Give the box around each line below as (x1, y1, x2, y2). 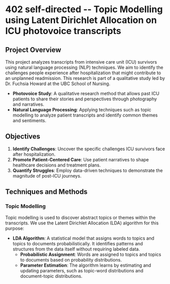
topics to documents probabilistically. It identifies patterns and (12, 240, 143, 246)
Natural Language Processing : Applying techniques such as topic (12, 107, 151, 112)
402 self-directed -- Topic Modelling (5, 4, 163, 15)
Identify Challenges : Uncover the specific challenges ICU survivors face (12, 146, 165, 152)
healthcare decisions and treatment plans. (12, 162, 101, 168)
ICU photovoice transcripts (5, 25, 122, 37)
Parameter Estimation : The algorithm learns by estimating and (20, 262, 151, 268)
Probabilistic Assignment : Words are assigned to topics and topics (20, 251, 161, 258)
